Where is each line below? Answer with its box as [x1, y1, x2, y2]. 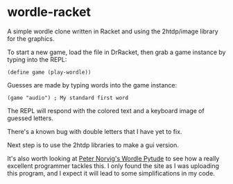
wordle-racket [7, 4, 92, 20]
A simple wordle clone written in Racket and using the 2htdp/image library [7, 27, 218, 35]
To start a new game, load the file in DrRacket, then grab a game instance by [7, 48, 226, 56]
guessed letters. [7, 114, 53, 122]
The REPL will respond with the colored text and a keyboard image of [7, 106, 205, 115]
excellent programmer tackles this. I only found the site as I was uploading [7, 161, 220, 170]
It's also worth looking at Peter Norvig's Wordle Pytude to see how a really [7, 154, 220, 162]
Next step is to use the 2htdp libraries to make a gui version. [7, 140, 179, 149]
